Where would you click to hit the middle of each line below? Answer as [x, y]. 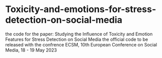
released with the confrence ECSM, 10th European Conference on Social [81, 44]
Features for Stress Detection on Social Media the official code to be [77, 39]
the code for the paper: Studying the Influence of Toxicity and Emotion [79, 34]
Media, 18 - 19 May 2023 [31, 50]
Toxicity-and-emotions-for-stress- [81, 9]
